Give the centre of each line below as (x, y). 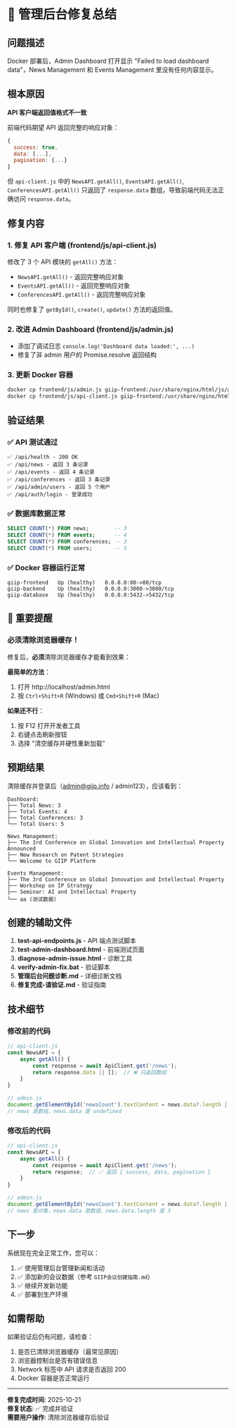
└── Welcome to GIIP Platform (52, 861)
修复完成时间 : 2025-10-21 (44, 1400)
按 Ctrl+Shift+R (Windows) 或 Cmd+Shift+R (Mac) (88, 696)
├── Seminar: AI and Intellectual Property (72, 892)
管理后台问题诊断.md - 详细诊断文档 (70, 976)
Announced (22, 849)
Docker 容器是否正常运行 (53, 1378)
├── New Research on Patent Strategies (66, 855)
